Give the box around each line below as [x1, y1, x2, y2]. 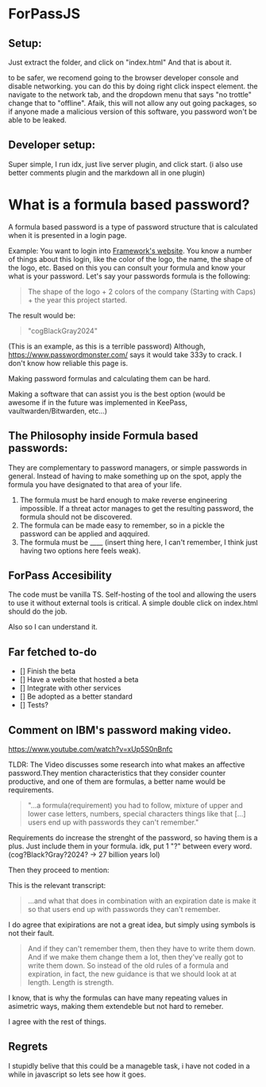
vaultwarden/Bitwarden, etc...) [8, 406, 108, 415]
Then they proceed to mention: [8, 865, 110, 875]
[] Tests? [19, 700, 49, 710]
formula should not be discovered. [19, 512, 133, 521]
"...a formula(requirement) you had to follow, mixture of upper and [27, 801, 244, 810]
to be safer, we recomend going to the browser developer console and [8, 73, 239, 82]
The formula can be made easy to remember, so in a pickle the [19, 520, 225, 530]
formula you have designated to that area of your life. [8, 479, 183, 489]
